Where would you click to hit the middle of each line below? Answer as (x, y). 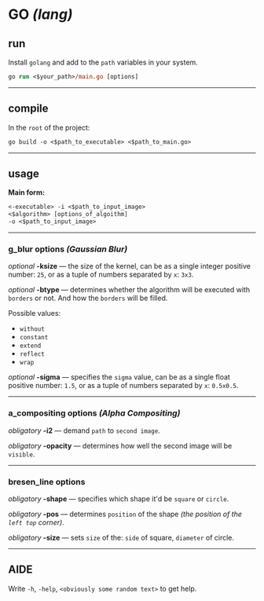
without (32, 329)
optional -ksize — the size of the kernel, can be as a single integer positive (130, 266)
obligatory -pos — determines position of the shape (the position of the (125, 514)
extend (30, 346)
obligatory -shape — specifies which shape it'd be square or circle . (119, 498)
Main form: (27, 192)
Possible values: (35, 313)
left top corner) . (36, 522)
